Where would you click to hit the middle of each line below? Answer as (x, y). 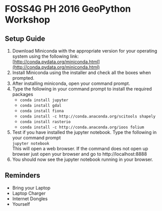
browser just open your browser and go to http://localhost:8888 (79, 154)
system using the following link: (45, 56)
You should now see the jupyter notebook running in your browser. (83, 159)
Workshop (27, 20)
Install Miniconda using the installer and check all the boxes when (82, 73)
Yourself (21, 204)
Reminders (23, 175)
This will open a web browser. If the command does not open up (80, 148)
